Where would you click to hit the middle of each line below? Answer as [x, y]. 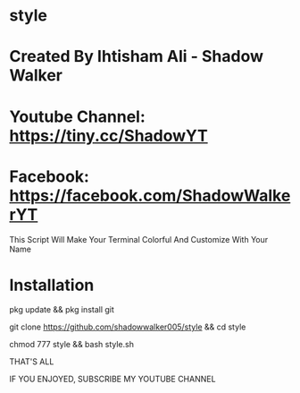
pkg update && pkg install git [62, 310]
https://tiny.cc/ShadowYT [108, 136]
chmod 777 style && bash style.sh [71, 345]
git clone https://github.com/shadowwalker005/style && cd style [128, 327]
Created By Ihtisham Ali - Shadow [136, 57]
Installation [52, 285]
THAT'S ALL [32, 362]
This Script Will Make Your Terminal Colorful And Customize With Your [139, 239]
